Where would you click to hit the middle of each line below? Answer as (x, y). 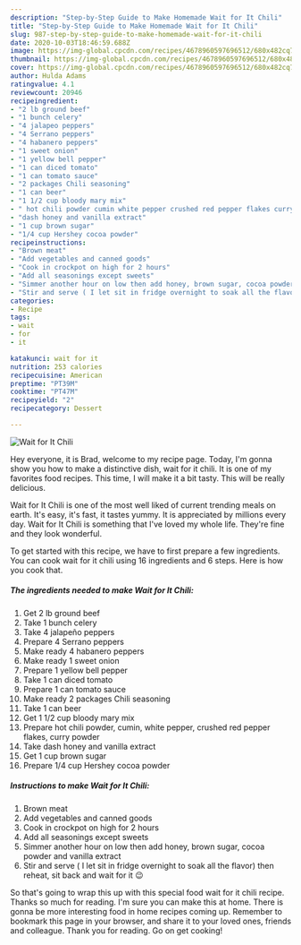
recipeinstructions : (49, 243)
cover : (22, 68)
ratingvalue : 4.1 (42, 84)
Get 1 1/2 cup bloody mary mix (79, 717)
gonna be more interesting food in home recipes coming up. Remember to (146, 911)
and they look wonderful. (56, 533)
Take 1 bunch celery (60, 623)
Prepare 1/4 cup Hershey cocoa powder (96, 765)
